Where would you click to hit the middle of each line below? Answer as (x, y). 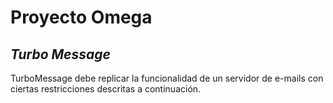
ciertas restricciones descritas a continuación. (106, 89)
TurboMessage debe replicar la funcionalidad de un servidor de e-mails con (167, 78)
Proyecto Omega (81, 17)
